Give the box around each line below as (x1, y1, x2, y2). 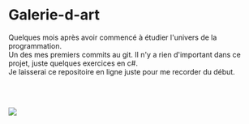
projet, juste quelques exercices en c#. (8, 58, 138, 68)
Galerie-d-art (8, 6, 100, 24)
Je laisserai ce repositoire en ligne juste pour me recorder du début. (8, 66, 235, 76)
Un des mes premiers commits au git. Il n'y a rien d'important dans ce (8, 49, 242, 59)
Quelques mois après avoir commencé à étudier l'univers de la (8, 32, 217, 42)
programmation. (8, 41, 62, 50)
